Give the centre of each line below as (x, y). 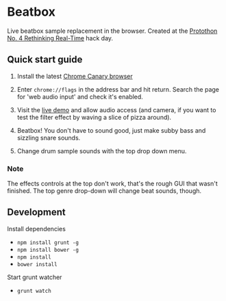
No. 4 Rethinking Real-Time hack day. (60, 38)
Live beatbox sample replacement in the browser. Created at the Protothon (112, 31)
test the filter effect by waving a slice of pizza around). (94, 117)
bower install (37, 264)
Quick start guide (45, 60)
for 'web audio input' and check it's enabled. (80, 96)
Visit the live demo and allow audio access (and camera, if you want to (116, 109)
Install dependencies (37, 228)
